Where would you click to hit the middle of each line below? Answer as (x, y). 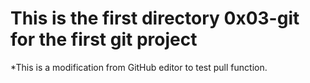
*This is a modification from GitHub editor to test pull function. (139, 67)
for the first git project (104, 39)
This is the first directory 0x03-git (155, 18)
